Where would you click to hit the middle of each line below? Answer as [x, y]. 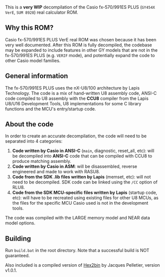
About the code [29, 124]
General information [36, 76]
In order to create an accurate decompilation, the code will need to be [76, 136]
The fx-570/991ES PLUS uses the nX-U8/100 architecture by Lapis [72, 88]
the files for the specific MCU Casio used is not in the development [80, 203]
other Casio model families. [33, 61]
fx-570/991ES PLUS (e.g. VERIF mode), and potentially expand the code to [80, 55]
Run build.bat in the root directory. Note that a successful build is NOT [77, 250]
